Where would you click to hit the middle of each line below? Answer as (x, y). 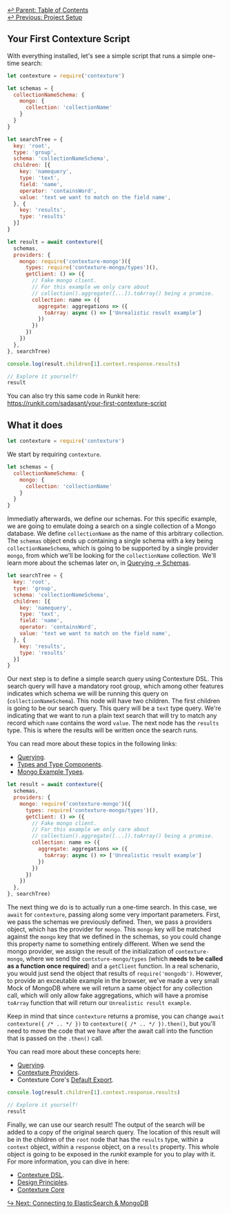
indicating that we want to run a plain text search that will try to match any (112, 716)
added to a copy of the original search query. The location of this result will (114, 1132)
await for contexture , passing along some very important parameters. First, (114, 914)
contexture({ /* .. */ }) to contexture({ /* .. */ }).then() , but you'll (111, 1023)
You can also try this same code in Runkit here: (74, 396)
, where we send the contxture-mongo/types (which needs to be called (123, 959)
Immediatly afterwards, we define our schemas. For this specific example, (112, 519)
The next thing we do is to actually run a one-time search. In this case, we (112, 907)
